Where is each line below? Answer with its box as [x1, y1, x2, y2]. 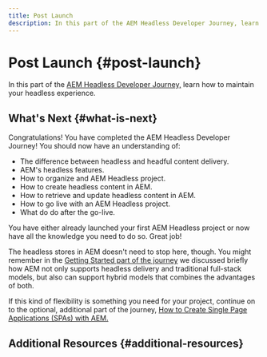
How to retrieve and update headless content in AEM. [19, 191, 196, 200]
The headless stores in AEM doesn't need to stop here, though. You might [8, 247, 252, 256]
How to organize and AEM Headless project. [19, 173, 166, 184]
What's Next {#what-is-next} [8, 111, 157, 125]
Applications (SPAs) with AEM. [8, 313, 110, 323]
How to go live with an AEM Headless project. [19, 199, 170, 208]
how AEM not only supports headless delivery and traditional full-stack [8, 264, 242, 274]
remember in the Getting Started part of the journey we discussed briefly [8, 256, 249, 265]
